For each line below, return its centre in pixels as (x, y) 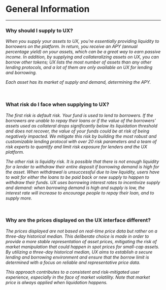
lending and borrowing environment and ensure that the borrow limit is (77, 257)
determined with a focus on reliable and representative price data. (73, 262)
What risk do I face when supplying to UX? (57, 104)
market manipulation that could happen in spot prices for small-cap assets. (83, 247)
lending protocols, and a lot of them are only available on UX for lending (79, 67)
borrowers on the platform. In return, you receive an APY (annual (72, 47)
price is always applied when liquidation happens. (57, 282)
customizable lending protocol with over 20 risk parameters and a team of (81, 141)
